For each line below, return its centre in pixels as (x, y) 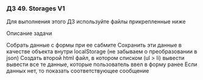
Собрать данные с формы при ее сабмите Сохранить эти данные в (94, 45)
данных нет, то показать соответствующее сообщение (78, 71)
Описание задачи (29, 33)
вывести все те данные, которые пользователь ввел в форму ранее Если (102, 64)
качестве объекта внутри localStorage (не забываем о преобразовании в (102, 52)
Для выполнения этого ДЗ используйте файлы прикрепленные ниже (96, 22)
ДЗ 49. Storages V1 (36, 8)
